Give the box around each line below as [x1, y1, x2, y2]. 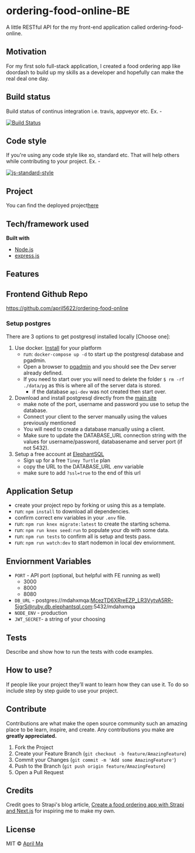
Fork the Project [14, 744, 54, 751]
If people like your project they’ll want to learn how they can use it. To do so [6, 681, 189, 688]
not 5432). [23, 444, 49, 451]
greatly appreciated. [6, 732, 57, 739]
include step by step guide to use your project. [6, 687, 119, 694]
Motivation [6, 47, 47, 57]
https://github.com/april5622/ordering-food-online [6, 305, 129, 312]
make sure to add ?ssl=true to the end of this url [23, 469, 141, 476]
